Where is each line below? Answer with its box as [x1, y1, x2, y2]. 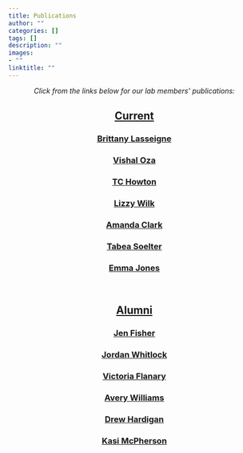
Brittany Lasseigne [97, 133, 172, 144]
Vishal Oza [113, 154, 156, 165]
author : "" [8, 19, 45, 27]
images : [8, 49, 34, 57]
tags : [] [8, 34, 38, 42]
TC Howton [111, 176, 157, 187]
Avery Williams [104, 392, 165, 403]
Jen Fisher [113, 328, 156, 339]
